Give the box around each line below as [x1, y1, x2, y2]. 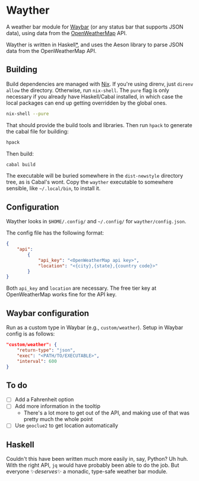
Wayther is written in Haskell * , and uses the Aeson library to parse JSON [6, 41, 184, 48]
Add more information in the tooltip [14, 403, 101, 410]
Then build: [6, 150, 34, 157]
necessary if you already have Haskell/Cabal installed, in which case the [6, 93, 183, 100]
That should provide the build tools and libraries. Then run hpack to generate [6, 121, 192, 128]
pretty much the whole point [23, 416, 93, 423]
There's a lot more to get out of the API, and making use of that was [23, 409, 190, 416]
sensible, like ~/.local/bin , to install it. [6, 185, 101, 192]
